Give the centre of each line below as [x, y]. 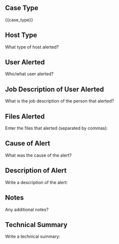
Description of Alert [36, 171]
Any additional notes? [27, 209]
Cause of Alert [28, 143]
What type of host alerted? [32, 47]
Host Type [21, 35]
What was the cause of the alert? [38, 155]
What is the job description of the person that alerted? [59, 101]
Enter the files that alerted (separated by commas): [57, 128]
